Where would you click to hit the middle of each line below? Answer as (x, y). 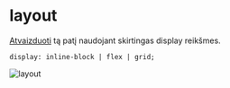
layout (33, 16)
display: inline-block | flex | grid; (82, 57)
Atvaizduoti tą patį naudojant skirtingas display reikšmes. (115, 40)
